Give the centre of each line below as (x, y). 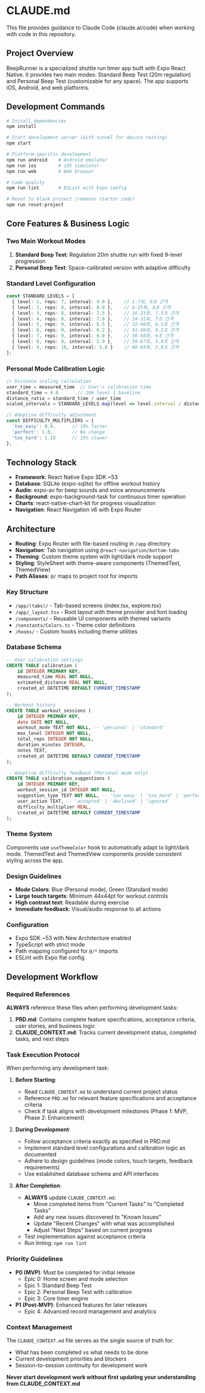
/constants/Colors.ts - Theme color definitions (75, 625)
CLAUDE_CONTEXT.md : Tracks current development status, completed (106, 1033)
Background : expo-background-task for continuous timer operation (100, 497)
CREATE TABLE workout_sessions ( (49, 711)
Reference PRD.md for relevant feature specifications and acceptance (110, 1098)
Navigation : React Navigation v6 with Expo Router (78, 510)
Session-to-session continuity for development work (81, 1365)
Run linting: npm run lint (56, 1243)
